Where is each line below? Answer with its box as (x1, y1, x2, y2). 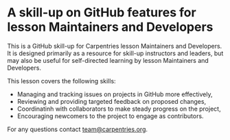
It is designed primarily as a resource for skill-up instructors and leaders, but (7, 49, 224, 57)
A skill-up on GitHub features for (7, 5, 197, 20)
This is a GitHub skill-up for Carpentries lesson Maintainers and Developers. (7, 42, 222, 50)
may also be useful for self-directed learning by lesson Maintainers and (7, 56, 209, 64)
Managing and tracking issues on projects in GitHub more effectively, (16, 90, 213, 98)
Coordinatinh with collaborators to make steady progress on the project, (16, 104, 221, 113)
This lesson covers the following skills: (7, 76, 116, 85)
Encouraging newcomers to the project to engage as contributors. (16, 111, 204, 120)
